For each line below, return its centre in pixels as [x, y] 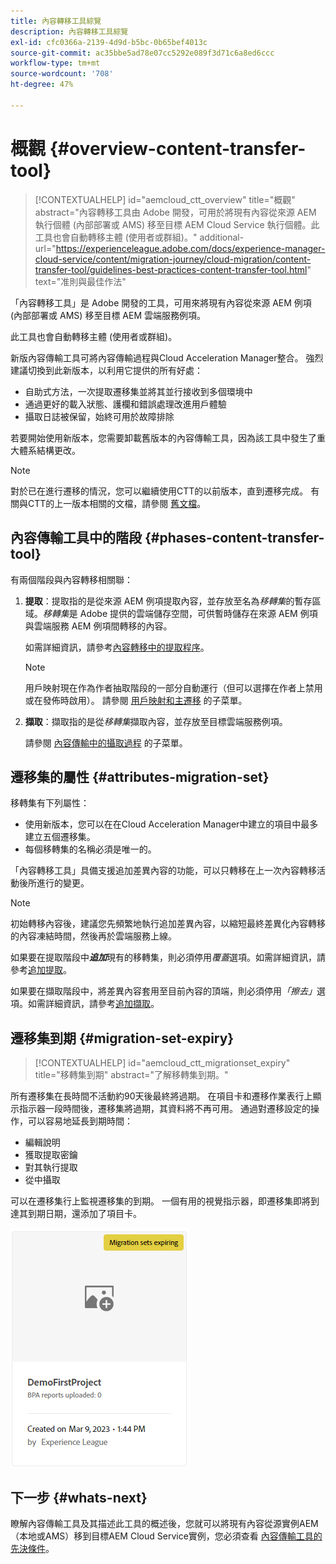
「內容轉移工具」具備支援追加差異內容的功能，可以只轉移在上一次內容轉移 [163, 871]
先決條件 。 [32, 1548]
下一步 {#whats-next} [79, 1497]
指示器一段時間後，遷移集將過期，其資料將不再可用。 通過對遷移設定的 [164, 1109]
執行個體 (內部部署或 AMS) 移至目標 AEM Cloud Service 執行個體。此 [177, 224]
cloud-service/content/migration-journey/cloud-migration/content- [173, 259]
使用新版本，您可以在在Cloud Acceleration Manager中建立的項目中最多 [171, 824]
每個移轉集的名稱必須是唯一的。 [90, 849]
